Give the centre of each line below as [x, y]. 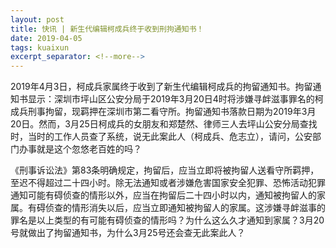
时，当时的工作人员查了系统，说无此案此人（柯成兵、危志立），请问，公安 [161, 137]
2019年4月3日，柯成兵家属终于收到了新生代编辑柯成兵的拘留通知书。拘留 [161, 87]
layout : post [37, 19]
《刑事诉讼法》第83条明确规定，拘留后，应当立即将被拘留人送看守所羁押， [165, 170]
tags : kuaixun [40, 47]
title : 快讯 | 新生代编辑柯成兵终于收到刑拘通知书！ [107, 29]
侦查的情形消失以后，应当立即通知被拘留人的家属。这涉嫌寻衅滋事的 [185, 208]
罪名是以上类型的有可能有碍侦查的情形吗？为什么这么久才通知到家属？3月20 [167, 220]
